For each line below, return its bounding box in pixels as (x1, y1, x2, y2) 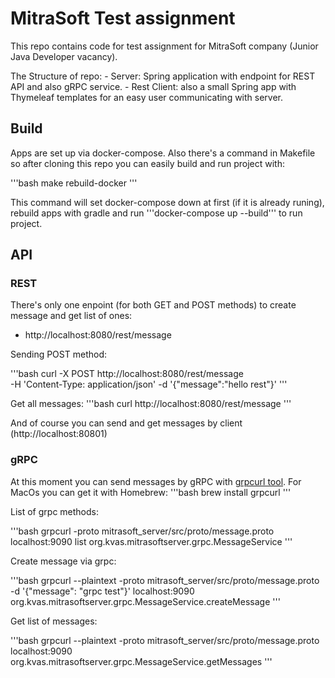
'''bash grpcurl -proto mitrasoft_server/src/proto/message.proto (10, 525, 275, 537)
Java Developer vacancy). (10, 50, 118, 62)
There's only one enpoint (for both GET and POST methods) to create (10, 299, 297, 311)
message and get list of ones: (10, 310, 133, 322)
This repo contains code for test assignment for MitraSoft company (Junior (10, 40, 319, 52)
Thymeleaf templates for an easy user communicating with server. (10, 91, 284, 103)
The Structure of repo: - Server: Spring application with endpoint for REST (10, 70, 316, 82)
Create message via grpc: (10, 555, 117, 567)
